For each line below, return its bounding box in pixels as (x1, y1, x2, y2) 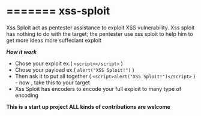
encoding (14, 91, 39, 99)
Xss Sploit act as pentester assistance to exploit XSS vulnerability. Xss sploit (6, 24, 195, 31)
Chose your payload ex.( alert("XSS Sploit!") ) (14, 66, 135, 73)
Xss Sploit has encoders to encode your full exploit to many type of (14, 85, 182, 92)
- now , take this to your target (14, 79, 90, 86)
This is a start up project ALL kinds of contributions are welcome (6, 103, 171, 110)
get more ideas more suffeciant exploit (6, 36, 102, 44)
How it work (6, 48, 37, 55)
